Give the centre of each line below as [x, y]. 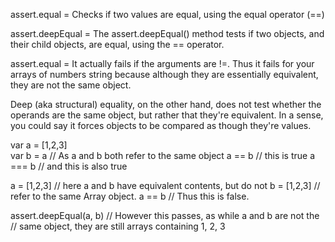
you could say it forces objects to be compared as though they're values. [161, 125]
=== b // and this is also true [69, 166]
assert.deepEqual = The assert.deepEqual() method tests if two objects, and [167, 33]
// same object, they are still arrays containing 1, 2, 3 [118, 226]
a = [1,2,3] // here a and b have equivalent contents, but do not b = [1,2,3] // [165, 185]
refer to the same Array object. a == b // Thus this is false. [130, 196]
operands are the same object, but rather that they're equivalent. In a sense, [167, 115]
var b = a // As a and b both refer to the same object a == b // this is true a [163, 155]
